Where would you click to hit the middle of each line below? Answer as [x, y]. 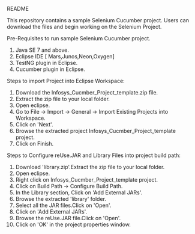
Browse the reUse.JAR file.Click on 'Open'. [68, 218]
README [18, 9]
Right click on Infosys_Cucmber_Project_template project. [87, 180]
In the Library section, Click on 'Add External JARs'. [79, 192]
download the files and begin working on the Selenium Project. [84, 27]
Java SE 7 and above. [42, 50]
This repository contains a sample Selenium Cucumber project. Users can [98, 20]
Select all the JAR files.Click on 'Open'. [63, 205]
